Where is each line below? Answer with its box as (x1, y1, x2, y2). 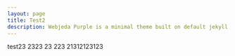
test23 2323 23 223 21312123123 (7, 43, 103, 51)
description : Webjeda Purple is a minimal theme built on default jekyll (7, 23, 229, 30)
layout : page (7, 10, 46, 17)
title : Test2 (7, 17, 46, 24)
